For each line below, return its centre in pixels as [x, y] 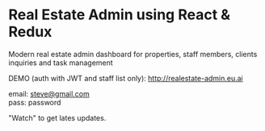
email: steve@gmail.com [49, 93]
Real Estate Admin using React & [120, 15]
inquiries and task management [61, 63]
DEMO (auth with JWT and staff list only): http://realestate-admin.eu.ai [126, 78]
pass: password [35, 102]
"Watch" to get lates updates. [57, 117]
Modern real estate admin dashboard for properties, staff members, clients [133, 54]
